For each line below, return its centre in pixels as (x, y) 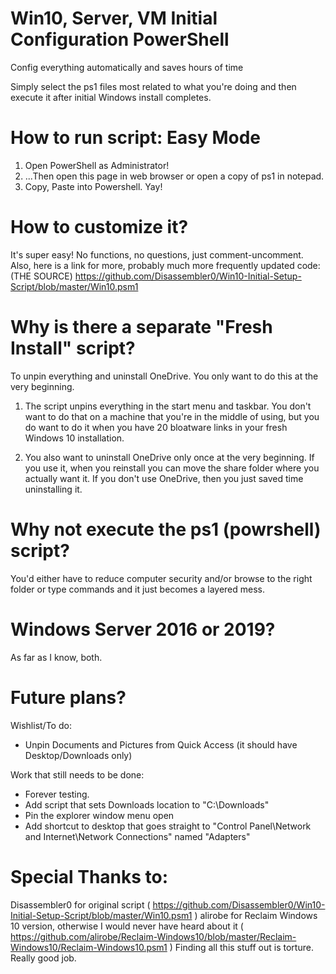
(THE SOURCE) (41, 276)
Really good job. (43, 958)
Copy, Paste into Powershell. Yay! (93, 186)
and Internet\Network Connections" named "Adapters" (137, 836)
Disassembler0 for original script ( (80, 904)
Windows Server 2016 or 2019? (143, 629)
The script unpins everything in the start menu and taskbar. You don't (168, 406)
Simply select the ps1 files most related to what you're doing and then (153, 86)
